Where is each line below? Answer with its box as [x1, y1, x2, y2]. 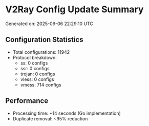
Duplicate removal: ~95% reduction [12, 115, 88, 121]
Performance [5, 96, 49, 106]
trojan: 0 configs [20, 71, 55, 77]
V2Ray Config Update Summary [5, 4, 144, 15]
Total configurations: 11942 [12, 49, 70, 55]
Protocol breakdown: [12, 54, 57, 60]
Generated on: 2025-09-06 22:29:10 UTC [5, 20, 94, 27]
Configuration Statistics [5, 35, 83, 44]
